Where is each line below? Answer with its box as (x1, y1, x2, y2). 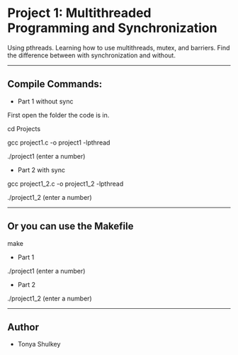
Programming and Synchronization (7, 20, 217, 36)
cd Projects (7, 124, 41, 133)
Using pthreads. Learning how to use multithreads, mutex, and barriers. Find (7, 43, 230, 52)
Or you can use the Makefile (7, 220, 134, 232)
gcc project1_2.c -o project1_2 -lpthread (7, 179, 124, 188)
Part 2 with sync (17, 165, 66, 174)
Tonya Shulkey (17, 340, 61, 349)
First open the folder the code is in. (7, 111, 110, 119)
